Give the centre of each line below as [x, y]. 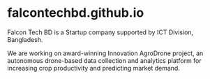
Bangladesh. [25, 39]
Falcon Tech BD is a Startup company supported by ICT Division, [100, 32]
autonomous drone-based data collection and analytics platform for [105, 60]
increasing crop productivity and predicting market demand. [93, 68]
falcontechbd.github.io [76, 13]
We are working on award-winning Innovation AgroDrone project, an [105, 53]
